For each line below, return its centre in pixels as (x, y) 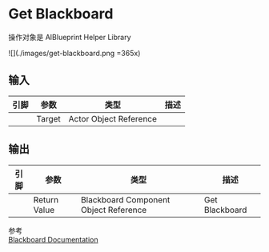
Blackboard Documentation (53, 239)
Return (46, 199)
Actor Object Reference (113, 118)
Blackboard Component (126, 199)
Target (49, 118)
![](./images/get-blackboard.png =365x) (74, 53)
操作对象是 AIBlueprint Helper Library (70, 37)
